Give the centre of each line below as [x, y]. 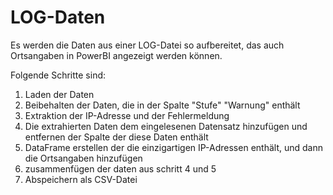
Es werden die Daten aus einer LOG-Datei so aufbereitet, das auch [147, 45]
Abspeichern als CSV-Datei [81, 179]
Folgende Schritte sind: [58, 75]
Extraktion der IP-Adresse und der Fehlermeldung [127, 115]
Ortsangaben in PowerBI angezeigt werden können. [116, 55]
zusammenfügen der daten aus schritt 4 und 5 [120, 168]
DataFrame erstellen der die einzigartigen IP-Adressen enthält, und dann [173, 147]
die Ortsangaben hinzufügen [83, 158]
